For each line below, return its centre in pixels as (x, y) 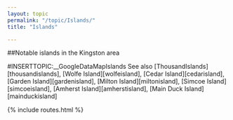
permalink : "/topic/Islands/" (52, 20)
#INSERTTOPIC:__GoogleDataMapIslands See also (80, 67)
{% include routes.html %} (46, 110)
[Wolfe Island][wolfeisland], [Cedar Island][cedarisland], (144, 74)
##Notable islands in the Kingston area (64, 53)
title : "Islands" (33, 27)
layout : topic (28, 14)
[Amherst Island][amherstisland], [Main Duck (118, 89)
